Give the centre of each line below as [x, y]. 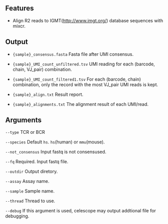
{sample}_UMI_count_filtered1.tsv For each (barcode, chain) [77, 79]
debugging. [17, 216]
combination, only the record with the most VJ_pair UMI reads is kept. [85, 84]
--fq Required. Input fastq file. [37, 162]
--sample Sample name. [30, 191]
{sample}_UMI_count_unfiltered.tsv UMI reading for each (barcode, [84, 64]
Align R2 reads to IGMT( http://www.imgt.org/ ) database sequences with [88, 20]
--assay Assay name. [27, 181]
